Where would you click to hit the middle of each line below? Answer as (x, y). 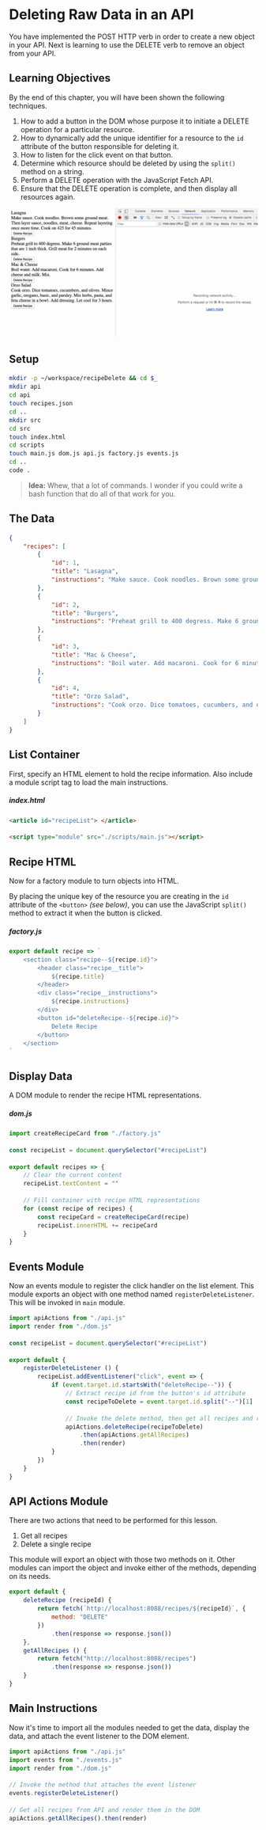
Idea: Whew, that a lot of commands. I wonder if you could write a (135, 485)
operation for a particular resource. (77, 129)
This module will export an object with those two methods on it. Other (122, 1560)
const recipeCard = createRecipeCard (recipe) (114, 1217)
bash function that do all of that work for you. (102, 493)
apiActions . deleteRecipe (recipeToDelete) (134, 1427)
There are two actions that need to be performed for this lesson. (113, 1520)
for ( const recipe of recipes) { (78, 1208)
